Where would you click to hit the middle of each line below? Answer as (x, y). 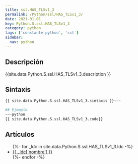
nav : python (22, 42)
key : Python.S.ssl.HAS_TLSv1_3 (37, 24)
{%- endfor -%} (29, 157)
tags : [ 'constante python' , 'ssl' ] (42, 33)
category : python (23, 28)
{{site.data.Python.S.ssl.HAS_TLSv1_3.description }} (58, 74)
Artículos (20, 135)
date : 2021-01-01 (23, 19)
